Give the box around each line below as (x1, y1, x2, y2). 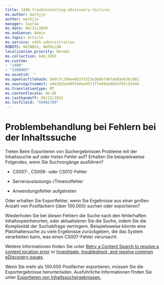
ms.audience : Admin (5, 30, 46, 35)
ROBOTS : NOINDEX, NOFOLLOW (5, 44, 61, 49)
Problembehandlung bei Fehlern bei (5, 122, 156, 133)
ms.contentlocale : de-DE (5, 91, 57, 96)
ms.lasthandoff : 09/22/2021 (5, 95, 64, 100)
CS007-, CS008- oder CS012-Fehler (12, 169, 87, 175)
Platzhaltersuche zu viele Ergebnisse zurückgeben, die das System (5, 229, 143, 235)
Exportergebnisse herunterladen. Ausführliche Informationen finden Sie (5, 269, 152, 275)
